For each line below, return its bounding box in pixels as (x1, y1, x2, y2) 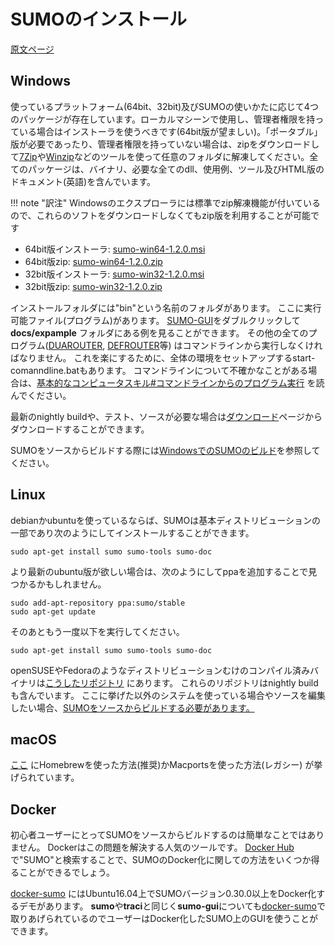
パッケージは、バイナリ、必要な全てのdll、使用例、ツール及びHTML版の (27, 163, 325, 175)
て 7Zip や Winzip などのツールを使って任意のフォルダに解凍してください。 (10, 150, 310, 162)
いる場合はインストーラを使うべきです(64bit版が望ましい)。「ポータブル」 (18, 125, 323, 137)
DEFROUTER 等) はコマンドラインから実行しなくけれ (107, 339, 323, 351)
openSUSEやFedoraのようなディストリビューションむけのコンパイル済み (10, 664, 310, 676)
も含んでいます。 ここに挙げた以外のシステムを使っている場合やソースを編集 (10, 689, 327, 701)
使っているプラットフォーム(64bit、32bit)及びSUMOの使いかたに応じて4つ (10, 100, 319, 112)
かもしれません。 (36, 578, 107, 590)
